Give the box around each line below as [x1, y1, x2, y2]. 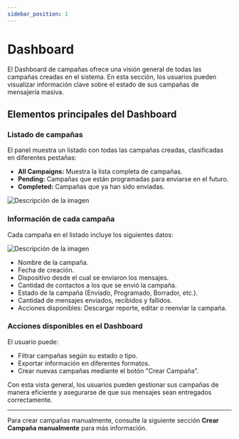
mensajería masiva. [7, 87, 64, 96]
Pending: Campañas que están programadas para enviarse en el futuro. [17, 175, 229, 183]
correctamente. [7, 395, 53, 404]
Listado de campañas [7, 129, 83, 139]
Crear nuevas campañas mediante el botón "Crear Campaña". [17, 366, 199, 375]
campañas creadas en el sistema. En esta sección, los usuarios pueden [7, 72, 217, 81]
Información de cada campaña [7, 214, 115, 224]
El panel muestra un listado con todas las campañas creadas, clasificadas [7, 146, 224, 154]
